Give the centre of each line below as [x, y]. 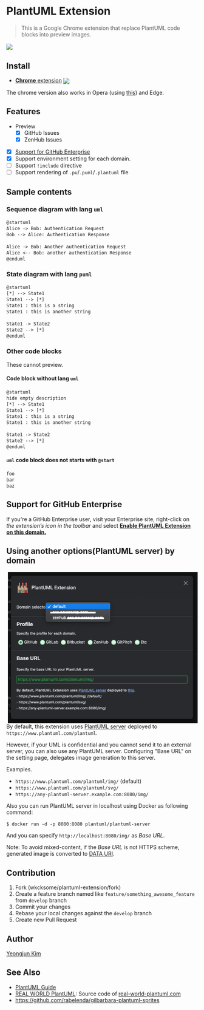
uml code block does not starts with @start [60, 460]
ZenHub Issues [43, 139]
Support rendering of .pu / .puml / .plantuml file [72, 172]
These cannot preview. [35, 364]
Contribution [31, 873]
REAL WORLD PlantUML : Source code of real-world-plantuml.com [98, 994]
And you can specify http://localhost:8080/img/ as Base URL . [86, 836]
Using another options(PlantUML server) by [90, 551]
